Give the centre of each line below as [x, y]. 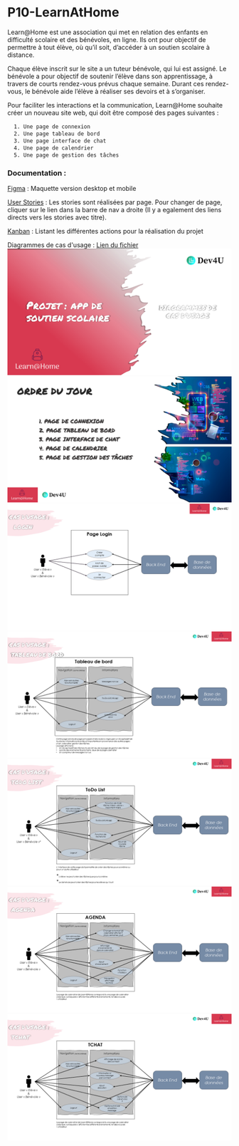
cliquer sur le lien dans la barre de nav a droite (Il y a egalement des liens [115, 210]
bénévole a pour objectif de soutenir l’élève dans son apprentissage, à [110, 76]
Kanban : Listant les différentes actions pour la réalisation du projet [106, 231]
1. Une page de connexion [52, 126]
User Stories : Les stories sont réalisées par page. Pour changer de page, [115, 202]
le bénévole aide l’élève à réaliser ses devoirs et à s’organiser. [115, 91]
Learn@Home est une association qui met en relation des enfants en [108, 32]
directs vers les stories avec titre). [57, 217]
